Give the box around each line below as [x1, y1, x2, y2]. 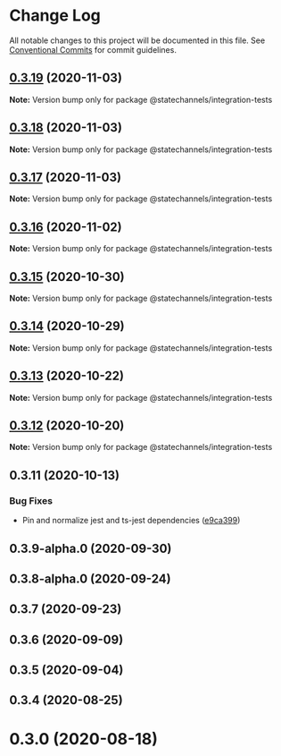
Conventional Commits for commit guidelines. [9, 44, 177, 55]
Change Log [9, 5, 101, 26]
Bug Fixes [9, 494, 54, 506]
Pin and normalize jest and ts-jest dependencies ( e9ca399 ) [21, 515, 241, 526]
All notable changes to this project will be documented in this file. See [9, 35, 266, 46]
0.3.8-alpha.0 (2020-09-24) [9, 571, 171, 586]
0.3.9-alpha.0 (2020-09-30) [9, 540, 172, 556]
